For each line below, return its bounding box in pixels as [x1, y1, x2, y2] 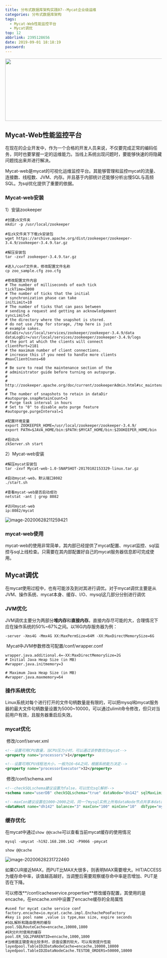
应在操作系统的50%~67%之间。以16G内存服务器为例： [5, 624, 118, 630]
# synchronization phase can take [5, 295, 77, 300]
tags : [5, 16, 16, 21]
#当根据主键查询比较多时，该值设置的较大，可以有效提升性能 [5, 940, 111, 945]
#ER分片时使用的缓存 [5, 930, 42, 935]
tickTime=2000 [5, 286, 35, 292]
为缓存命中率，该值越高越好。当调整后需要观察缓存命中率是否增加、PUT [5, 873, 154, 879]
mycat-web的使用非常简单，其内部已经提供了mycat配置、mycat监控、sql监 [5, 542, 160, 549]
